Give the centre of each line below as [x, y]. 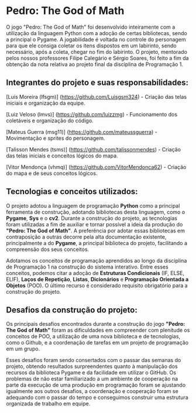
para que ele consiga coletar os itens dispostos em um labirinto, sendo [91, 46]
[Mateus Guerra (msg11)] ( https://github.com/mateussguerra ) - [82, 132]
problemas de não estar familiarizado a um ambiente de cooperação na [92, 379]
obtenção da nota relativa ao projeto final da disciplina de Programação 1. [94, 64]
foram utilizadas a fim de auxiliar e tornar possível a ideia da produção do [94, 224]
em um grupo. [23, 349]
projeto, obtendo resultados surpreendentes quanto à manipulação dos [92, 366]
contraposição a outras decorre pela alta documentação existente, [86, 237]
